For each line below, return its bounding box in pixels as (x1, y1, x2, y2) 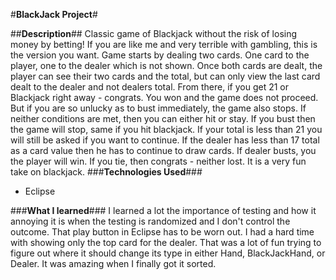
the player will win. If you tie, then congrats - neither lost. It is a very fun (10, 155, 307, 167)
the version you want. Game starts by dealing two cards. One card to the (10, 49, 310, 61)
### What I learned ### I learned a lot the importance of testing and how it (10, 205, 317, 216)
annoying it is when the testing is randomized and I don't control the (10, 215, 291, 227)
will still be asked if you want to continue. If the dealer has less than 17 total (10, 134, 320, 146)
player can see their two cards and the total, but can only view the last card (10, 70, 321, 82)
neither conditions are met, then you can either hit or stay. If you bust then (10, 113, 316, 124)
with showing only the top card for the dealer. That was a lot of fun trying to (10, 237, 322, 248)
